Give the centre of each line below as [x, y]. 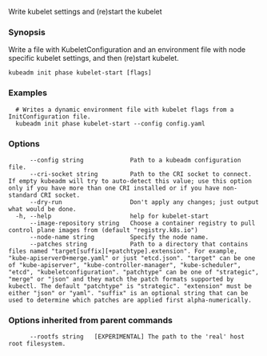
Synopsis [27, 32]
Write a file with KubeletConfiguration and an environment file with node [127, 50]
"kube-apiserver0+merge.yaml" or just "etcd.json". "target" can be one [132, 258]
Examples [28, 93]
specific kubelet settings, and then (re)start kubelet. [94, 58]
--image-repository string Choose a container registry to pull [142, 223]
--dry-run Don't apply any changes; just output [144, 202]
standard [23, 195]
